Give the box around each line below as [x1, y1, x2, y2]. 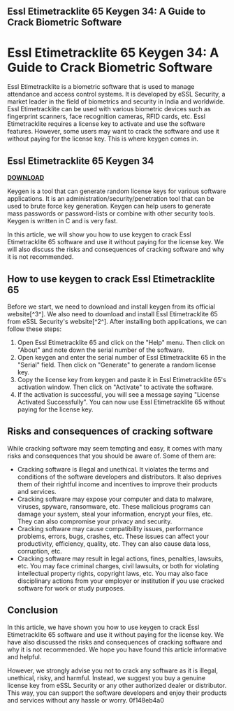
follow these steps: [7, 325, 61, 333]
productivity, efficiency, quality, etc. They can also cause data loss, [17, 539, 211, 548]
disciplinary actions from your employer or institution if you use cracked [17, 577, 225, 585]
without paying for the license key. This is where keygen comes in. [7, 134, 199, 143]
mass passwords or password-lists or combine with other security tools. [7, 209, 215, 218]
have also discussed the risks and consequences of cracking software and [7, 638, 223, 646]
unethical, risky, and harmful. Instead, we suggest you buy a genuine [7, 673, 206, 682]
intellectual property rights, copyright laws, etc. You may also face [17, 569, 208, 577]
